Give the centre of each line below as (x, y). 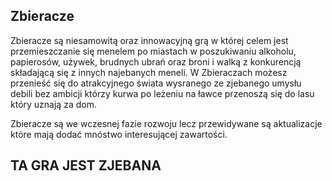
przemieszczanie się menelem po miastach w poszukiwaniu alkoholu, (153, 51)
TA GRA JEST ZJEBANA (86, 165)
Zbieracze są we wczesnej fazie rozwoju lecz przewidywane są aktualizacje (166, 123)
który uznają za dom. (53, 104)
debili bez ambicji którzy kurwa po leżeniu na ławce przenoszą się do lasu (162, 93)
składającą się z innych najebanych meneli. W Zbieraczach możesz (149, 72)
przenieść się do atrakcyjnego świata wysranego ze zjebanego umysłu (156, 83)
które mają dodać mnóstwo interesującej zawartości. (119, 134)
